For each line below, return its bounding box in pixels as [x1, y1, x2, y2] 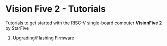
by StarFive [5, 25, 29, 31]
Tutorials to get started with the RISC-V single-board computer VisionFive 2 [5, 20, 162, 26]
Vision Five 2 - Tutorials [5, 3, 106, 15]
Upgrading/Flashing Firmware [12, 35, 74, 41]
